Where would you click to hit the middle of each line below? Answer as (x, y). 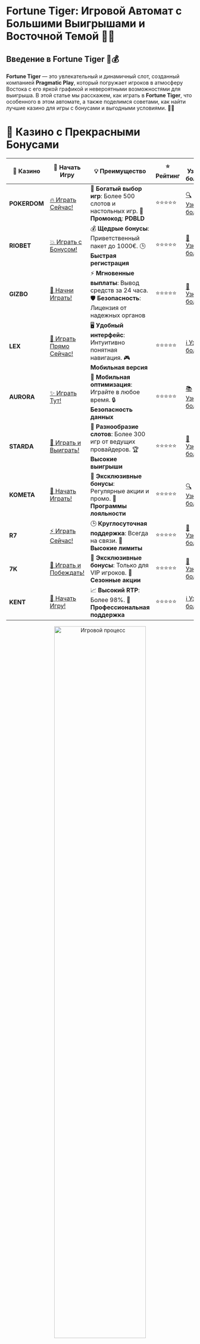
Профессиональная (120, 607)
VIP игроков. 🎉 (111, 572)
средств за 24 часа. (119, 290)
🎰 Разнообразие (114, 426)
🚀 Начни (62, 290)
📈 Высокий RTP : (115, 590)
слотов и (103, 203)
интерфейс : (108, 335)
